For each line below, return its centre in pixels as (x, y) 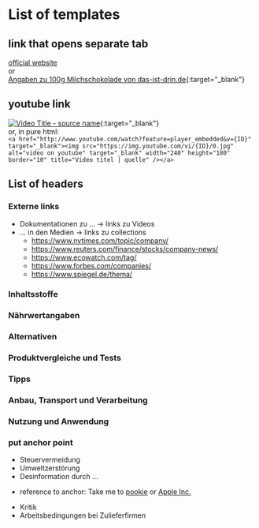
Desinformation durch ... (59, 477)
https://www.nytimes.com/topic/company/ (100, 240)
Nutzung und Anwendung (59, 421)
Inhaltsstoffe (33, 294)
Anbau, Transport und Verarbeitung (78, 400)
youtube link (39, 104)
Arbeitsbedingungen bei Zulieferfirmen (83, 515)
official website (33, 62)
